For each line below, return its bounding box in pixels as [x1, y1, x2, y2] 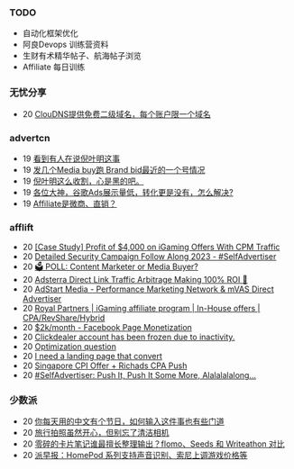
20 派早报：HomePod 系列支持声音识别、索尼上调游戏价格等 [22, 450, 248, 461]
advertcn [9, 131, 51, 144]
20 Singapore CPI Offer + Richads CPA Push [22, 360, 188, 371]
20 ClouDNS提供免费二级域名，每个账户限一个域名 [22, 108, 212, 119]
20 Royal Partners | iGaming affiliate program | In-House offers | [22, 303, 261, 314]
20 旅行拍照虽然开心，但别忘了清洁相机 [22, 428, 170, 438]
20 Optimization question [22, 341, 117, 352]
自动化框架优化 [22, 28, 78, 39]
